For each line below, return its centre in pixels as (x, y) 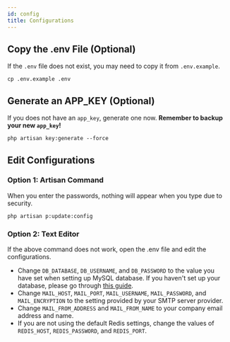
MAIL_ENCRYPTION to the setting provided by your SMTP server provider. (120, 301)
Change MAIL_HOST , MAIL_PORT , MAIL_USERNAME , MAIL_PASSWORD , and (112, 293)
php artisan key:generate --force (58, 139)
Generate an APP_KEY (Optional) (81, 101)
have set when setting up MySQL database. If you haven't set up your (119, 278)
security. (20, 203)
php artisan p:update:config (50, 216)
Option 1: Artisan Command (56, 180)
